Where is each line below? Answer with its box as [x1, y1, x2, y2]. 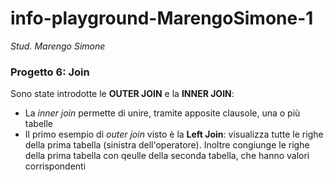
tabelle [24, 118, 53, 130]
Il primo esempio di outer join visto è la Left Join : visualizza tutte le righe [24, 128, 324, 141]
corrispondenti [24, 160, 87, 172]
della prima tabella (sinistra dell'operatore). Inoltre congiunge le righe [24, 139, 310, 151]
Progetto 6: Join [10, 65, 90, 79]
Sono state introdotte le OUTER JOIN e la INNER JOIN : [10, 88, 235, 100]
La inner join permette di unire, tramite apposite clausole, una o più [24, 107, 301, 119]
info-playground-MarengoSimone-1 [10, 7, 314, 30]
